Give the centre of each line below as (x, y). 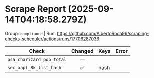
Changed (82, 51)
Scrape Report (36, 9)
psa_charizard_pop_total (37, 59)
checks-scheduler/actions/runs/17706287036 (52, 39)
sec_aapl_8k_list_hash (34, 68)
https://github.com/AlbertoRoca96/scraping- (103, 33)
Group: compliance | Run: (31, 33)
